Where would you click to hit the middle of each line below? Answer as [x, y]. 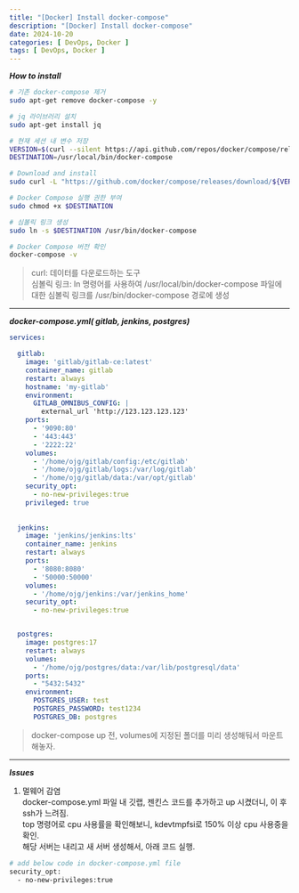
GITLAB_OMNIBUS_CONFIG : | [81, 403]
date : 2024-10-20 [41, 34]
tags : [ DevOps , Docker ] [57, 51]
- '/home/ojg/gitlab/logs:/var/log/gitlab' [115, 470]
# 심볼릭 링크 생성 [39, 222]
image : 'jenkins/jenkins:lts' [81, 536]
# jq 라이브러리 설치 [43, 117]
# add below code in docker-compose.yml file [95, 863]
